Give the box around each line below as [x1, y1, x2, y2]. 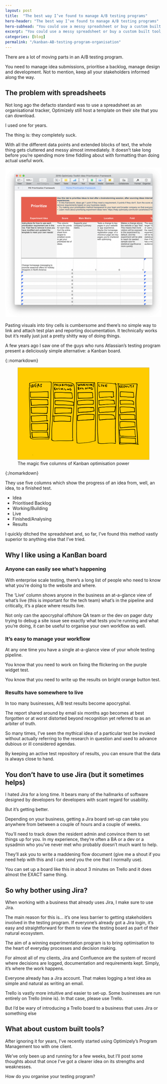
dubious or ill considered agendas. [5, 741, 76, 747]
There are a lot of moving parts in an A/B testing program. [5, 54, 124, 60]
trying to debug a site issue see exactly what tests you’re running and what [5, 617, 159, 623]
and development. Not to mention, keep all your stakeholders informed [5, 69, 150, 75]
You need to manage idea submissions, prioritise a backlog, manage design [5, 63, 160, 69]
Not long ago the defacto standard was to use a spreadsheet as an [5, 102, 142, 108]
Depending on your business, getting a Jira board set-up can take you [5, 816, 149, 822]
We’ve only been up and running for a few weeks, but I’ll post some [5, 1053, 143, 1059]
